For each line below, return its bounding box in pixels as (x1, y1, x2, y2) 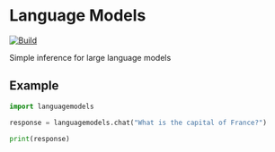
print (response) (9, 134, 70, 143)
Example (9, 78, 59, 94)
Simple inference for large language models (9, 52, 172, 63)
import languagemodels (9, 102, 94, 111)
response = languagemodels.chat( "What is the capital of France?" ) (9, 118, 268, 127)
